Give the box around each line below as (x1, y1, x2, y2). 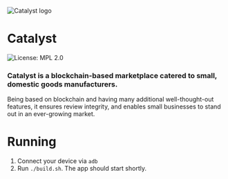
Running (7, 134, 57, 150)
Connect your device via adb (17, 157, 98, 165)
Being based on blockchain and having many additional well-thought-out (7, 95, 214, 104)
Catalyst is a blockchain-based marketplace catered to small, (7, 70, 218, 80)
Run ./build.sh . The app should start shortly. (17, 164, 147, 173)
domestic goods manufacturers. (7, 79, 118, 89)
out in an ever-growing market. (7, 110, 95, 118)
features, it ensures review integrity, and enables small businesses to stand (7, 102, 221, 111)
